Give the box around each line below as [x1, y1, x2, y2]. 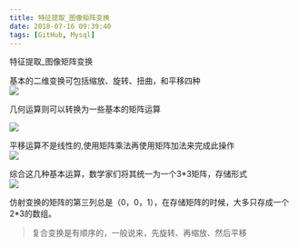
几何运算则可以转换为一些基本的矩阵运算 [9, 104, 161, 114]
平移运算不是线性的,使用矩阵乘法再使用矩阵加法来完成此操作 [9, 140, 235, 151]
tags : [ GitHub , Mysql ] [9, 30, 95, 39]
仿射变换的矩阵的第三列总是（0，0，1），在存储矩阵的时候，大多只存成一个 [9, 197, 290, 208]
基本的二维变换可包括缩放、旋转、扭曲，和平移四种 [9, 75, 201, 86]
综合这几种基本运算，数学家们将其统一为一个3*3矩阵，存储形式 [9, 169, 248, 180]
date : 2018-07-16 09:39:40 [9, 22, 112, 31]
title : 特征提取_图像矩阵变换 [9, 13, 111, 23]
